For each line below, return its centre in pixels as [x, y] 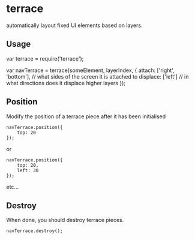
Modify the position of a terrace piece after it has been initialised [86, 116]
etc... [13, 187]
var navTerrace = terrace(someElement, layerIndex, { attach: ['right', [91, 70]
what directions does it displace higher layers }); [66, 83]
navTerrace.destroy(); [34, 231]
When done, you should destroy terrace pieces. [65, 220]
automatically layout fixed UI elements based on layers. [74, 25]
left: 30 [28, 170]
